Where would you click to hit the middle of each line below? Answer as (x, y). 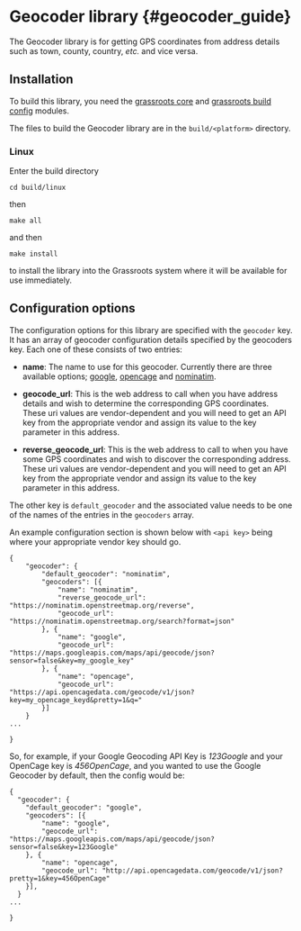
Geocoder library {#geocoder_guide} (150, 17)
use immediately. (41, 280)
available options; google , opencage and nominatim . (119, 376)
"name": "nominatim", (98, 590)
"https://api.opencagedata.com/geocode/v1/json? (102, 692)
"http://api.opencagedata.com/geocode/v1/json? (192, 871)
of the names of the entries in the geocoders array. (102, 514)
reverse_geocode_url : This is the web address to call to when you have (155, 449)
